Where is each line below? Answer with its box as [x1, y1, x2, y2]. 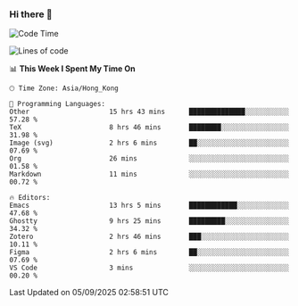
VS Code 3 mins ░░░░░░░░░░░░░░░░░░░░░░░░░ [9, 263, 290, 273]
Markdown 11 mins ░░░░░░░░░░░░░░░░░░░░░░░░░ [9, 170, 290, 179]
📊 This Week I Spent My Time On [9, 63, 136, 74]
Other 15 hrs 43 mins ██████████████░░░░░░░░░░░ [9, 107, 290, 117]
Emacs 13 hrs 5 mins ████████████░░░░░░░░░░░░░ [9, 201, 290, 211]
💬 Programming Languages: [9, 100, 105, 109]
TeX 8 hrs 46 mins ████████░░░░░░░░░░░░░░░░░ [9, 123, 290, 132]
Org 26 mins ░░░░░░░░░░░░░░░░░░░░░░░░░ [9, 154, 290, 163]
